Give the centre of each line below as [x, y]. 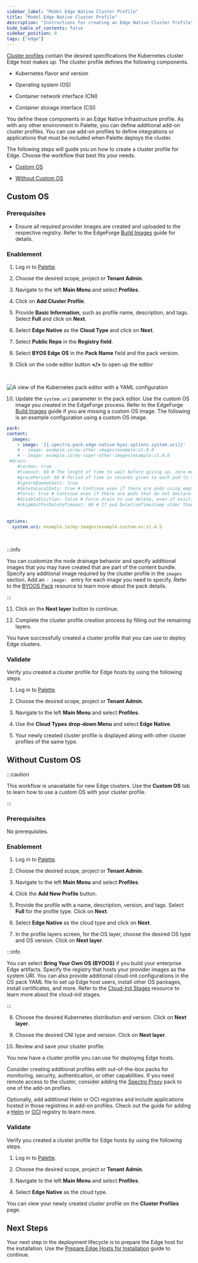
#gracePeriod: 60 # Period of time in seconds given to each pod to [103, 478]
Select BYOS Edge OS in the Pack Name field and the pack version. [97, 353]
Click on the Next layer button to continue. [67, 609]
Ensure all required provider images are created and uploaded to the [98, 226]
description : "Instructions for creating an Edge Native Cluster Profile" [100, 22]
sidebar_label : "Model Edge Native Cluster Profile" [73, 11]
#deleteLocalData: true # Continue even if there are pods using [99, 488]
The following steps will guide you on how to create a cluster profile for [93, 149]
